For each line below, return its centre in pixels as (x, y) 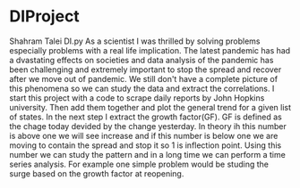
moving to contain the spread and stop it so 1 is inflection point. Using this (146, 145)
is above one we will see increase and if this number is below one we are (144, 135)
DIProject (45, 16)
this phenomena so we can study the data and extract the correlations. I (142, 88)
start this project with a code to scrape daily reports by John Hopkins (137, 98)
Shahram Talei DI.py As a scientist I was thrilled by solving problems (135, 41)
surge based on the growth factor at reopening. (97, 173)
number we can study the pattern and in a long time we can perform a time (148, 154)
